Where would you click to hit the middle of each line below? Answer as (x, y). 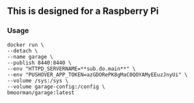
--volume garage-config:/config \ (56, 87)
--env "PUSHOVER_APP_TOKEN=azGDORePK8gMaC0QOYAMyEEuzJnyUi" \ (97, 74)
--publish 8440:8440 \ (39, 63)
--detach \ (23, 50)
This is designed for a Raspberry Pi (83, 11)
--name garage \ (30, 57)
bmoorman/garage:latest (41, 92)
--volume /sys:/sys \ (38, 80)
